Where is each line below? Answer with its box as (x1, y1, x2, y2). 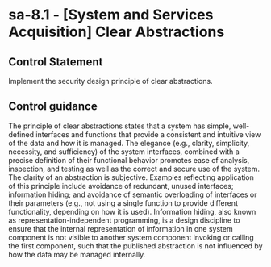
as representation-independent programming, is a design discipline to (8, 215, 240, 225)
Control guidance (8, 99, 98, 114)
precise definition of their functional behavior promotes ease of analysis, (8, 155, 250, 165)
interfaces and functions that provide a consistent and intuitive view (35, 129, 261, 139)
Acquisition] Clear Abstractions (8, 23, 225, 41)
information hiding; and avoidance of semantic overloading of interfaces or (8, 190, 257, 199)
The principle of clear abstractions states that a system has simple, (8, 121, 231, 131)
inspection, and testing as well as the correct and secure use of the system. (8, 164, 261, 173)
